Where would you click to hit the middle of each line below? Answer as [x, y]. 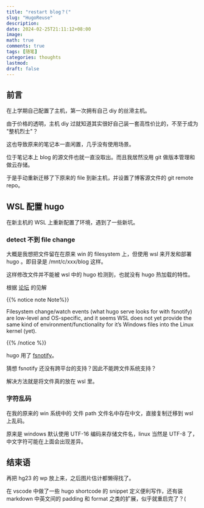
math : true [20, 40]
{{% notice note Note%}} [38, 300]
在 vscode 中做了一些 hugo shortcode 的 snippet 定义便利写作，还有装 [95, 491]
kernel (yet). [22, 331]
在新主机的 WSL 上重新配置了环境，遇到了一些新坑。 [72, 222]
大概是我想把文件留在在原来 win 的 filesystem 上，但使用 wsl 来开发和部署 [99, 254]
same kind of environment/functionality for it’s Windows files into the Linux [100, 324]
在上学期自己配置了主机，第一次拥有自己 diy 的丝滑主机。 [78, 111]
